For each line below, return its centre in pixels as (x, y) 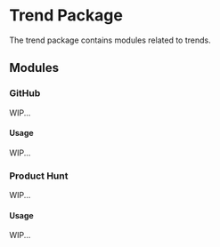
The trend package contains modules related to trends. (110, 40)
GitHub (25, 93)
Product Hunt (39, 176)
